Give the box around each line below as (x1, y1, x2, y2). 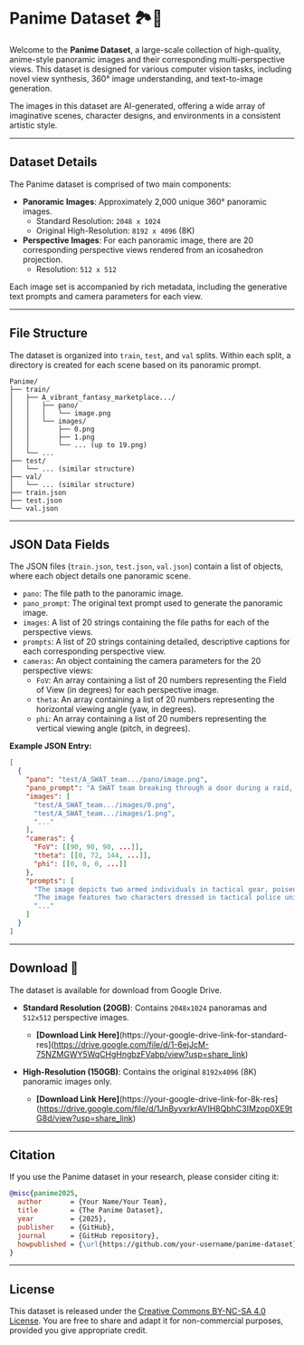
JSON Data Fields (9, 537, 110, 552)
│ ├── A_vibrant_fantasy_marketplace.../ (9, 393, 176, 402)
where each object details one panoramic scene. (9, 570, 192, 581)
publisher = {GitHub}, (17, 1223, 116, 1232)
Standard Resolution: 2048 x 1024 (35, 215, 161, 226)
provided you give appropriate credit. (9, 1325, 148, 1336)
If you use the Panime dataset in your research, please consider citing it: (9, 1172, 279, 1183)
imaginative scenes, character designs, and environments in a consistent (9, 110, 281, 121)
